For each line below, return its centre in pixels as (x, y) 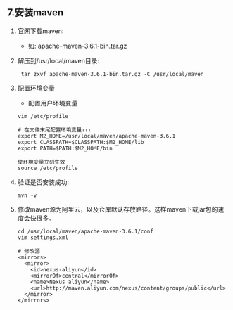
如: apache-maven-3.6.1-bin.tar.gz (77, 46)
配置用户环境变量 (53, 103)
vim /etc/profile (43, 116)
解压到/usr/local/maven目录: (58, 60)
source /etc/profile (48, 168)
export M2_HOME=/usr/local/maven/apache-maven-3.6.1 (96, 136)
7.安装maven (36, 13)
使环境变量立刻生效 (41, 162)
